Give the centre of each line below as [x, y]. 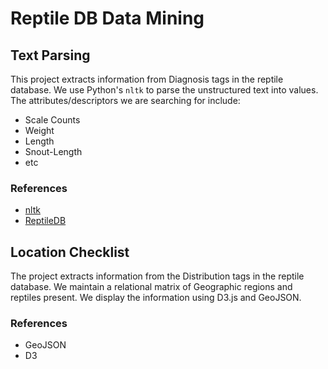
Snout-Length [53, 151]
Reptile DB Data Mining [107, 18]
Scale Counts [52, 120]
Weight [39, 130]
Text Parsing [50, 55]
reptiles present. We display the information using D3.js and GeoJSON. [156, 298]
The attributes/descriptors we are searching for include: [125, 100]
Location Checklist [70, 252]
